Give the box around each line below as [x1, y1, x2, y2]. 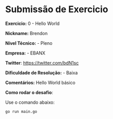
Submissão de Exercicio [5, 4, 108, 15]
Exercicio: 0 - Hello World [5, 20, 60, 26]
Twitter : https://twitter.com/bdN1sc [5, 59, 79, 66]
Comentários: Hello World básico [5, 79, 76, 85]
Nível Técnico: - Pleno [5, 40, 53, 46]
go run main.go [5, 109, 37, 114]
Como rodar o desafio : [5, 89, 53, 95]
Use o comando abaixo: [5, 99, 55, 105]
